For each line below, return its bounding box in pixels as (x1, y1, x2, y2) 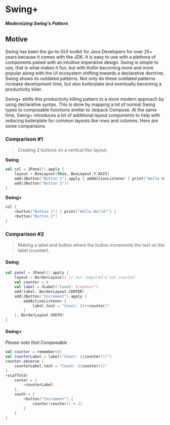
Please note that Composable (5, 339, 67, 345)
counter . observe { (5, 359, 44, 364)
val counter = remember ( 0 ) (5, 350, 62, 355)
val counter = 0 (14, 280, 49, 285)
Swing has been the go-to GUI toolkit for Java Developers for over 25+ (5, 48, 153, 54)
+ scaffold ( (5, 373, 28, 378)
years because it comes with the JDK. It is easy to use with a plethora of (5, 54, 156, 60)
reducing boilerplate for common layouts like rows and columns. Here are (5, 118, 158, 124)
